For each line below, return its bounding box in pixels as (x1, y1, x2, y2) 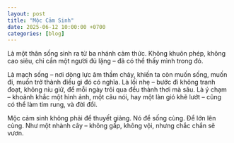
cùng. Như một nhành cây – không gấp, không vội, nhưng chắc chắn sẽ (7, 121, 216, 130)
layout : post (7, 10, 46, 18)
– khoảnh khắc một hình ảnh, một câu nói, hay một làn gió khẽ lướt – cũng (7, 93, 221, 101)
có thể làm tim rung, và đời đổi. (7, 100, 98, 109)
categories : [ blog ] (7, 30, 65, 37)
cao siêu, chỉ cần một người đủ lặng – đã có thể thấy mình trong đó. (7, 57, 204, 66)
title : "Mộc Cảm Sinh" (7, 17, 74, 24)
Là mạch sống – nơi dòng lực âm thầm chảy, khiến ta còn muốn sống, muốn (7, 70, 228, 79)
